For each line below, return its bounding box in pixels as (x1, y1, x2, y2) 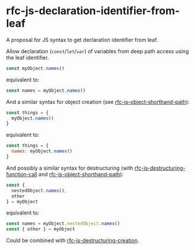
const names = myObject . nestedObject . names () (6, 220, 120, 227)
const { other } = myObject (6, 226, 76, 232)
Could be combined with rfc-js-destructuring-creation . (6, 237, 139, 244)
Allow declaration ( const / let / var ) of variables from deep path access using (6, 47, 189, 54)
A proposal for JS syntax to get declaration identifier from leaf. (6, 36, 158, 43)
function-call (6, 170, 37, 178)
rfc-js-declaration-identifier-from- (6, 4, 180, 18)
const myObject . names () (6, 65, 65, 72)
